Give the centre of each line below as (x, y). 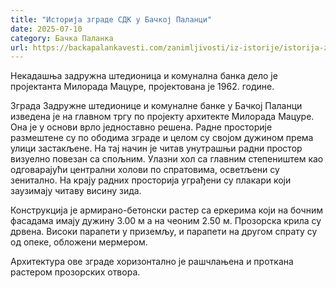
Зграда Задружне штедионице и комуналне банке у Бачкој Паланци (156, 106)
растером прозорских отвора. (75, 272)
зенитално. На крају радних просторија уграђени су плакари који (151, 180)
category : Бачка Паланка (62, 38)
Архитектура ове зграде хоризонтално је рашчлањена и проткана (152, 262)
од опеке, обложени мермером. (79, 242)
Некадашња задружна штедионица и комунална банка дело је (144, 76)
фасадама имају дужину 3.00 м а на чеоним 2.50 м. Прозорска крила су (166, 221)
